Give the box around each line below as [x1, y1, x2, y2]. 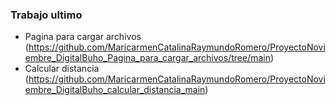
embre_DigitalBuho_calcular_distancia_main [24, 84, 206, 96]
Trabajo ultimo [10, 8, 83, 22]
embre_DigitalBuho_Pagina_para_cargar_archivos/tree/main [24, 52, 271, 64]
